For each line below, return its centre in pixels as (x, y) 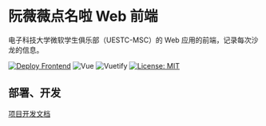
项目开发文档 (29, 113)
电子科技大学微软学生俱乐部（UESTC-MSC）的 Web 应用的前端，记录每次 (130, 40)
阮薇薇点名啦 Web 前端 (83, 16)
